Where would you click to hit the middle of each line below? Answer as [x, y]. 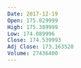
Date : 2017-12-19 [33, 14]
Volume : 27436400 [33, 54]
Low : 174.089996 [31, 34]
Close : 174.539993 [34, 40]
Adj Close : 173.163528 [40, 47]
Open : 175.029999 [33, 21]
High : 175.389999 [33, 27]
